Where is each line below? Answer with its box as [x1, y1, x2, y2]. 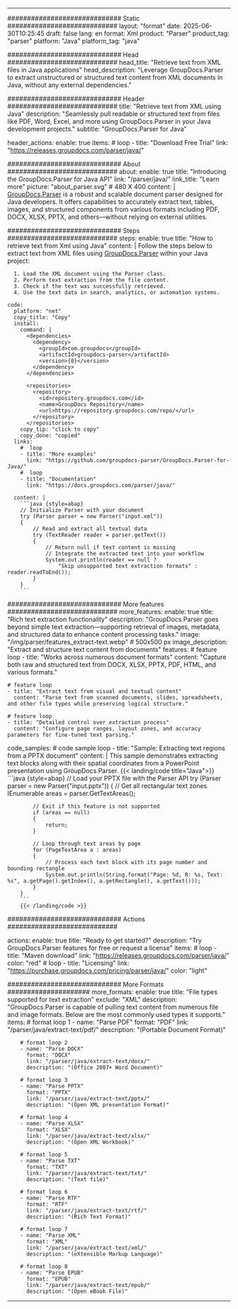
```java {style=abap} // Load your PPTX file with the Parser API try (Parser [7, 774, 222, 782]
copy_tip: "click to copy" [20, 426, 100, 433]
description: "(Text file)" [25, 1176, 110, 1183]
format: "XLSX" [25, 1126, 72, 1133]
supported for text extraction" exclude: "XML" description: [7, 996, 178, 1003]
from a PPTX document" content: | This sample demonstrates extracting [7, 751, 218, 760]
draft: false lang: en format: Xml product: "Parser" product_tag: [45, 29, 230, 38]
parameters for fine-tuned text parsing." [7, 731, 135, 738]
